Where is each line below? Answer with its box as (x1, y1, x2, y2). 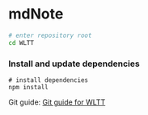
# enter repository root (8, 31, 92, 39)
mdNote (8, 5, 64, 23)
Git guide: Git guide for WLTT (8, 97, 106, 107)
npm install (8, 83, 49, 91)
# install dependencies (8, 76, 89, 84)
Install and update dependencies (8, 58, 140, 69)
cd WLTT (8, 39, 35, 47)
